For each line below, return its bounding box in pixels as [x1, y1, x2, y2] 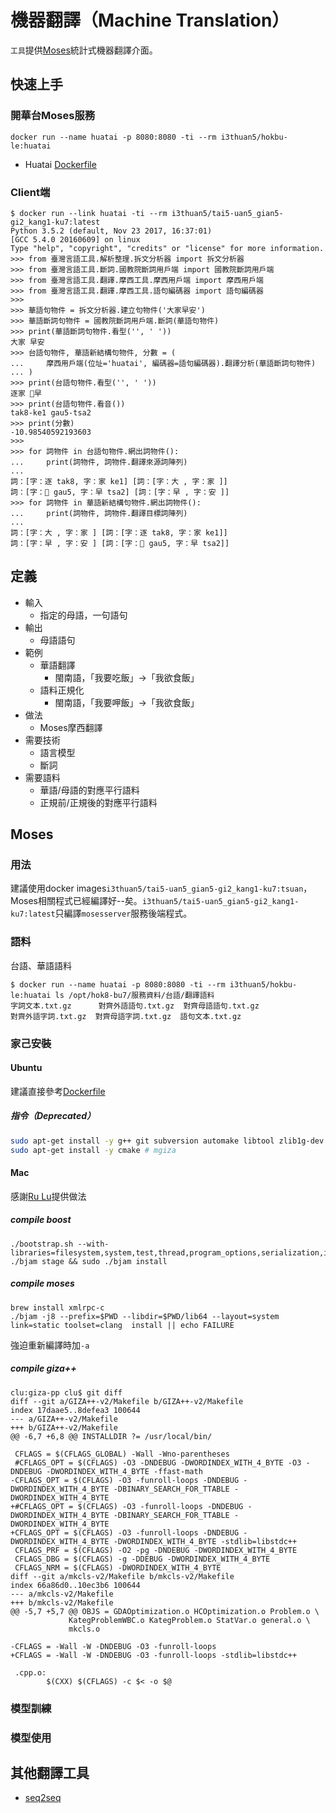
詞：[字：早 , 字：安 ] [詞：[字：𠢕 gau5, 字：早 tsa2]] [10, 538, 230, 548]
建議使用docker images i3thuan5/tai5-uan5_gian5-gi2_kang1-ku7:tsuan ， [10, 882, 313, 895]
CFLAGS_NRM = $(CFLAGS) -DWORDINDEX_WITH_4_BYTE [14, 1562, 222, 1573]
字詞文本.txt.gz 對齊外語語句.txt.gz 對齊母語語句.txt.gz [10, 1001, 260, 1011]
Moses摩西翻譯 [39, 721, 103, 733]
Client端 [10, 185, 51, 199]
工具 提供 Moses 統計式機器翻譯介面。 [10, 44, 158, 56]
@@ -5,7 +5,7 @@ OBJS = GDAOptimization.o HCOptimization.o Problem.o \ [10, 1606, 320, 1616]
